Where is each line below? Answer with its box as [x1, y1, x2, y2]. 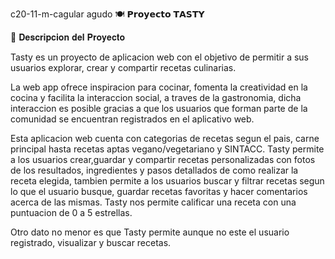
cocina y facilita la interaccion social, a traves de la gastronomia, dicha [10, 92, 302, 103]
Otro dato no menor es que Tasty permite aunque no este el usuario [10, 226, 290, 238]
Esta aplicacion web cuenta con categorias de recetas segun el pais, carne [10, 133, 320, 144]
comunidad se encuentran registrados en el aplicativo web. [10, 113, 255, 125]
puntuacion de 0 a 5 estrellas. [10, 207, 133, 218]
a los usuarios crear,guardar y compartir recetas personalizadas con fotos [10, 154, 316, 165]
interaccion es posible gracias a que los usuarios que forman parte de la [10, 103, 308, 114]
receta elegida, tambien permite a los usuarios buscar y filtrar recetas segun [10, 175, 325, 187]
